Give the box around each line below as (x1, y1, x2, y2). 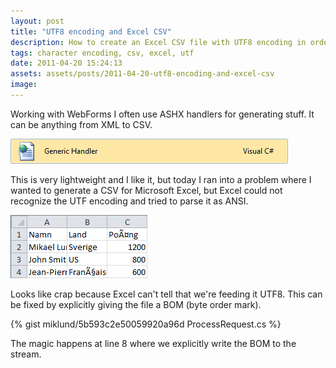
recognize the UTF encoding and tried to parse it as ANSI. (10, 195, 249, 207)
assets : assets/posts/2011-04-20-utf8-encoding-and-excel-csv (10, 69, 275, 79)
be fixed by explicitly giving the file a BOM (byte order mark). (10, 298, 262, 310)
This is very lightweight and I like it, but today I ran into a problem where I (10, 173, 312, 185)
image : (10, 80, 38, 90)
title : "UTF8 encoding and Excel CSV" (10, 26, 172, 37)
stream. (10, 348, 42, 360)
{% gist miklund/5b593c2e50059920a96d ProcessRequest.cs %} (10, 318, 282, 330)
